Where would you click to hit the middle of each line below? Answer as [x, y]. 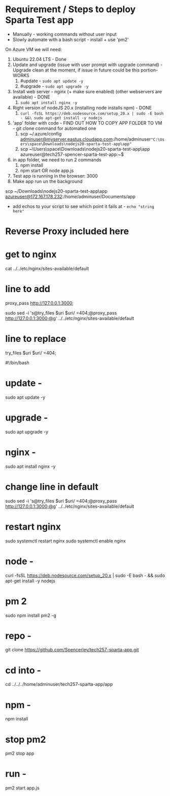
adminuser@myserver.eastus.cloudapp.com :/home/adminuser [86, 139]
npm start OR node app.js [47, 170]
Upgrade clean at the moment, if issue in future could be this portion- [85, 70]
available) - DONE [31, 97]
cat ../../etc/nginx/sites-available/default [47, 269]
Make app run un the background [47, 181]
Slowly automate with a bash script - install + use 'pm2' [71, 40]
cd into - [23, 670]
